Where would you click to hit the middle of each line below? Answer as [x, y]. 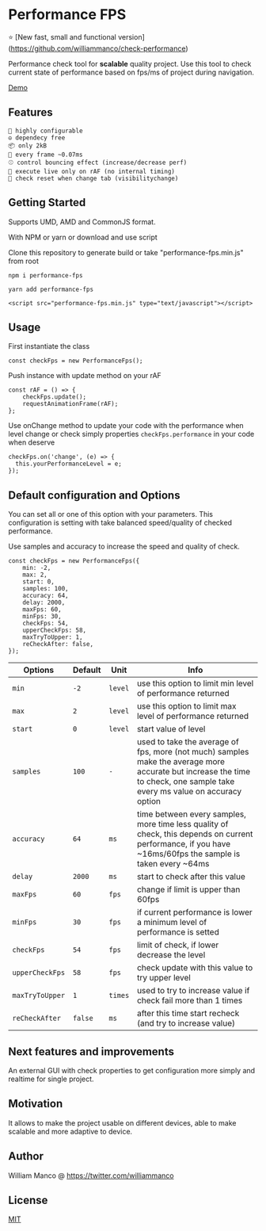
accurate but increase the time [194, 772]
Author [26, 1156]
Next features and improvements [91, 1051]
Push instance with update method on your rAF [85, 376]
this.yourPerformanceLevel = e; [69, 464]
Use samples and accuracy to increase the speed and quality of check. [124, 547]
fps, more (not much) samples [193, 752]
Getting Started [47, 203]
